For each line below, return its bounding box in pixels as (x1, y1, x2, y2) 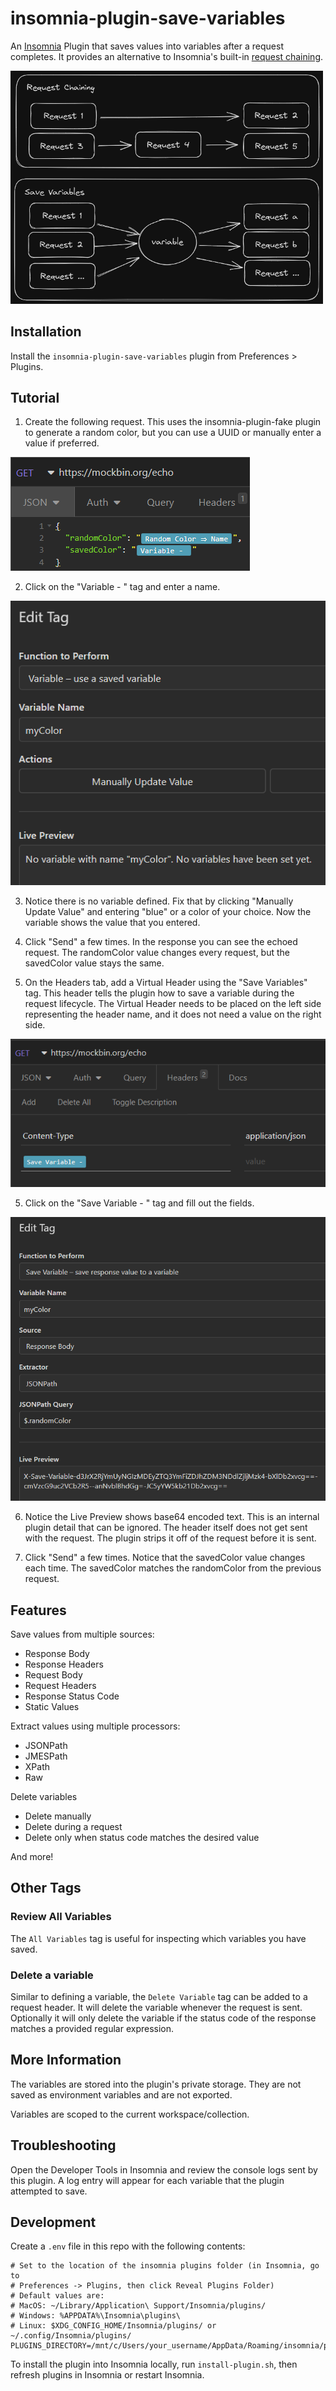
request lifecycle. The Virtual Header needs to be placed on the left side (24, 997, 322, 1009)
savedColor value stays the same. (24, 957, 165, 969)
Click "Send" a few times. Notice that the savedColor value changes (24, 1552, 306, 1564)
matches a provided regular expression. (10, 2022, 175, 2034)
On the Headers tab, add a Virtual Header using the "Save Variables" (24, 976, 308, 988)
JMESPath (24, 1750, 68, 1762)
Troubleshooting (10, 2137, 117, 2154)
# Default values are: (10, 2291, 105, 2301)
